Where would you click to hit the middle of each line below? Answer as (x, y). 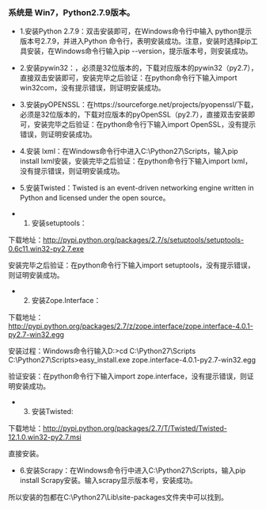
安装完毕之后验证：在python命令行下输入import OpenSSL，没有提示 (144, 125)
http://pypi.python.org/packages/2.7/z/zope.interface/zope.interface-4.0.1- (131, 326)
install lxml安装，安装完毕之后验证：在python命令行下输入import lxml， (135, 161)
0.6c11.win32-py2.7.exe (46, 249)
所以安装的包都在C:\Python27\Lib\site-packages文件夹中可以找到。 (118, 497)
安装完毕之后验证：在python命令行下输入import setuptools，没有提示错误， (131, 265)
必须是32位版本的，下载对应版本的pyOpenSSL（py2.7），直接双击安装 (134, 115)
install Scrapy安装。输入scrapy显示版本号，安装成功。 (108, 481)
